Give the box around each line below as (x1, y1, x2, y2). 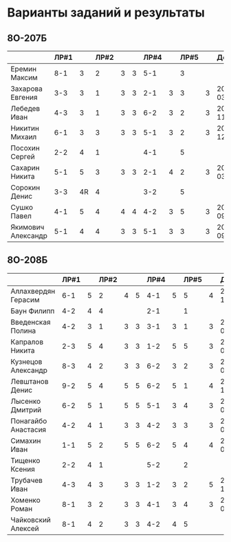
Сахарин (10, 163, 40, 173)
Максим (10, 73, 38, 82)
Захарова (10, 84, 43, 94)
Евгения (10, 93, 38, 102)
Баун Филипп (10, 306, 55, 316)
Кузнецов (10, 356, 43, 366)
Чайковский (10, 514, 52, 524)
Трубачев (10, 475, 43, 485)
